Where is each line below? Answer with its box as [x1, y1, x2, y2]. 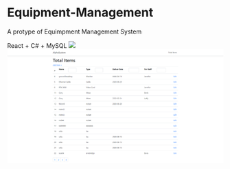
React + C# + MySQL [7, 41, 67, 49]
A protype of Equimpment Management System [7, 27, 142, 36]
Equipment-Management [7, 5, 154, 21]
